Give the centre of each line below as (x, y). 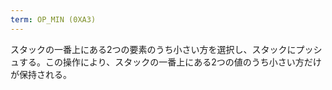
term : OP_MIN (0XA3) (53, 19)
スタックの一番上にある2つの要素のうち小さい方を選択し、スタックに (153, 49)
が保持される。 (41, 74)
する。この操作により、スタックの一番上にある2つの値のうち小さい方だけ (170, 62)
